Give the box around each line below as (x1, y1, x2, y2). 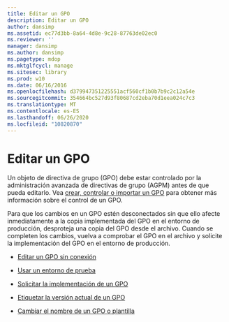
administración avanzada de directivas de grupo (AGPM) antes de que (7, 181, 209, 189)
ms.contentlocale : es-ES (7, 108, 80, 115)
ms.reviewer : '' (7, 36, 54, 43)
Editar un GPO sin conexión (17, 253, 96, 261)
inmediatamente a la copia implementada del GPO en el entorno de (7, 217, 200, 226)
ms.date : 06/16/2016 (7, 82, 68, 89)
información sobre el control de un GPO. (7, 196, 124, 205)
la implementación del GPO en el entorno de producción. (7, 239, 171, 248)
